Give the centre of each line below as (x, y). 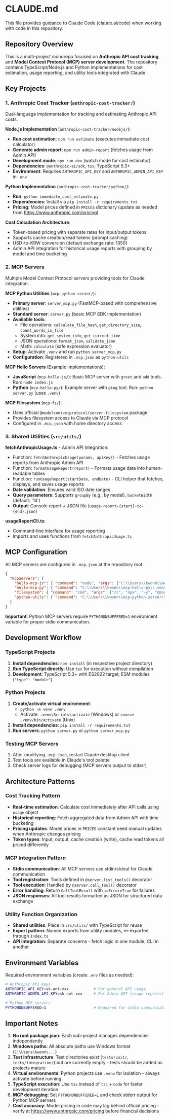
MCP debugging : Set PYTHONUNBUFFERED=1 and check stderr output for (85, 1095)
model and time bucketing (40, 254)
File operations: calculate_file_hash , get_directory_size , (81, 325)
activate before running (37, 1079)
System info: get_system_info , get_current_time (70, 335)
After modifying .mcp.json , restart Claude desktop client (71, 755)
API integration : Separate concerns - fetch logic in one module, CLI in (86, 941)
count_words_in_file (42, 330)
